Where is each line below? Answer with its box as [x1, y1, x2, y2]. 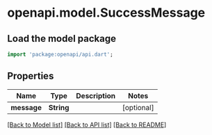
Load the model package [7, 33, 117, 45]
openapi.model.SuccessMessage [7, 5, 206, 21]
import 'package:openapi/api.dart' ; [7, 51, 113, 58]
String [48, 102, 70, 112]
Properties [7, 70, 54, 82]
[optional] [122, 102, 154, 112]
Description [76, 90, 116, 100]
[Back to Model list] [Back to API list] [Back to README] [7, 120, 167, 129]
